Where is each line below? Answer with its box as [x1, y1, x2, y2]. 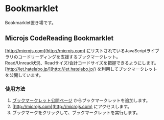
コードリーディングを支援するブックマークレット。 [18, 54, 121, 60]
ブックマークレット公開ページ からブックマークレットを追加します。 [12, 98, 151, 103]
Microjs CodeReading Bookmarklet [5, 34, 114, 42]
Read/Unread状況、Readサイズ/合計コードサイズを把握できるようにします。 [5, 60, 159, 66]
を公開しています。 [5, 72, 44, 78]
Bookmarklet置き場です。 [5, 20, 56, 25]
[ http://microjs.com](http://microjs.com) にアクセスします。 [12, 103, 132, 110]
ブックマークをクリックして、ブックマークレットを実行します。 [12, 110, 141, 116]
